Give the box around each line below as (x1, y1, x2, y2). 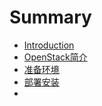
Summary (9, 6, 92, 29)
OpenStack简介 (23, 51, 88, 63)
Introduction (23, 39, 75, 51)
